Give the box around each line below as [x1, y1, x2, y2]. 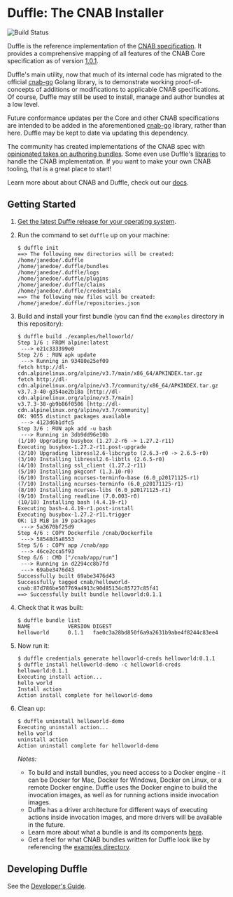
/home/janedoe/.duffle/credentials [17, 287, 122, 294]
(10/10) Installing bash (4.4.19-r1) [17, 498, 128, 506]
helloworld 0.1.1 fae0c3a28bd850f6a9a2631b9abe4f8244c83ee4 [17, 629, 218, 636]
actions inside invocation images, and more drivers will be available [27, 813, 223, 821]
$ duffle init [17, 244, 59, 251]
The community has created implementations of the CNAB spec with [7, 142, 205, 150]
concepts [7, 85, 35, 93]
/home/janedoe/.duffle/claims [17, 281, 106, 288]
